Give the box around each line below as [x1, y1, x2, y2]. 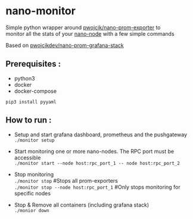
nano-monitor [5, 4, 76, 18]
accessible [14, 154, 41, 161]
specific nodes [14, 189, 51, 197]
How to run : [5, 115, 52, 126]
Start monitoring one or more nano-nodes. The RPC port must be [14, 148, 174, 155]
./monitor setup [14, 137, 55, 143]
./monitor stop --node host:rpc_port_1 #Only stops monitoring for [14, 183, 181, 190]
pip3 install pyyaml [5, 99, 57, 105]
